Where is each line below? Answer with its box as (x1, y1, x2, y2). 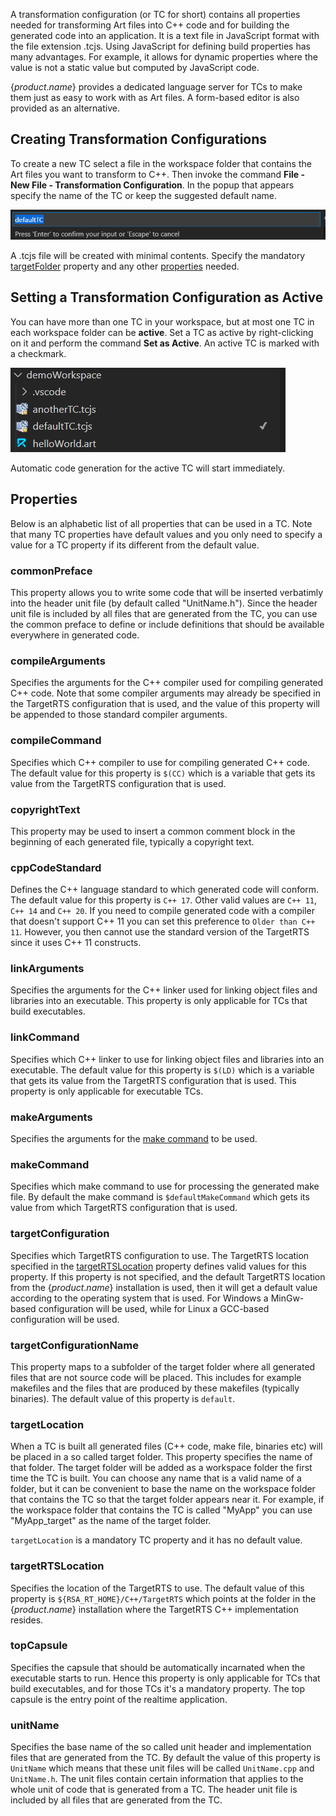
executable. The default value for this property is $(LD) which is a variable (10, 1064, 315, 1076)
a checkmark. (10, 347, 67, 359)
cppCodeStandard (10, 860, 102, 874)
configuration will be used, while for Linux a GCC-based (38, 1302, 270, 1314)
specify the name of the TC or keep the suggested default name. (10, 189, 278, 201)
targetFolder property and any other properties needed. (10, 260, 240, 273)
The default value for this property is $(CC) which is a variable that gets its (10, 767, 316, 779)
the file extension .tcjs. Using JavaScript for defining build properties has (10, 40, 311, 52)
